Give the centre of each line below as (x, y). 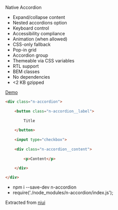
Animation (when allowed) (40, 39)
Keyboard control (31, 28)
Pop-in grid (24, 50)
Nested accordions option (40, 23)
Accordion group (30, 55)
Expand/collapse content (39, 17)
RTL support (26, 66)
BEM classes (26, 72)
